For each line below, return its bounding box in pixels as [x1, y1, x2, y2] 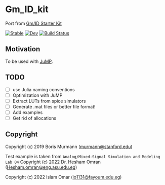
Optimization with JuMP [12, 92, 63, 98]
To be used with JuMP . [5, 58, 53, 64]
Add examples [12, 109, 43, 115]
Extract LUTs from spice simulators [12, 98, 86, 104]
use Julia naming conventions [12, 86, 75, 92]
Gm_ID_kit [5, 4, 49, 15]
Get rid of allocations [12, 115, 57, 121]
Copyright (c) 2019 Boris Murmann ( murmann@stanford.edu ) [5, 143, 133, 150]
